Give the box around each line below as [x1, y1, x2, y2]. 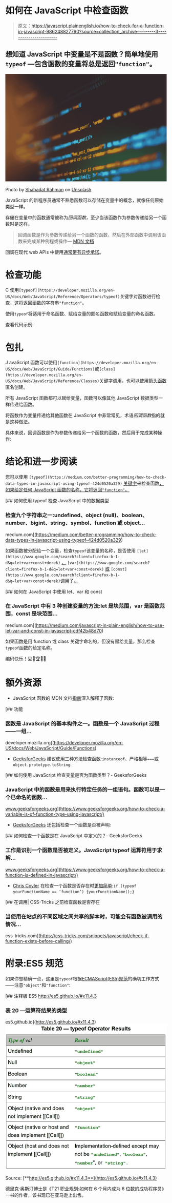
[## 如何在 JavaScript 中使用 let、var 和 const [5, 588, 102, 595]
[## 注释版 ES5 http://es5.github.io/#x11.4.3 [5, 993, 97, 999]
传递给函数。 [9, 401, 37, 408]
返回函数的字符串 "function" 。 [23, 300, 87, 306]
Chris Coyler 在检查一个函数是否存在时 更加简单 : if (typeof [12, 882, 137, 889]
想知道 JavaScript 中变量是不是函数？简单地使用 [5, 50, 158, 59]
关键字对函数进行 [119, 293, 156, 300]
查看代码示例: [5, 322, 34, 328]
